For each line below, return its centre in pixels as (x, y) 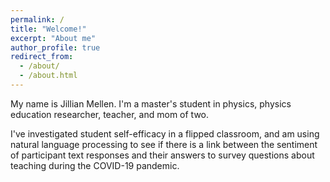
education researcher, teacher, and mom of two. (110, 114)
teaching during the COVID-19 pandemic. (95, 165)
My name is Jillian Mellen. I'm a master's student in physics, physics (151, 103)
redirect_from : (42, 57)
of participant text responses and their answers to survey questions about (162, 155)
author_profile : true (55, 47)
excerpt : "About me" (53, 38)
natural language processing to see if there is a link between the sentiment (164, 144)
